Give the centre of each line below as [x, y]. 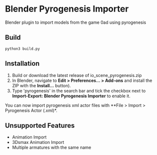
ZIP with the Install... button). [41, 85]
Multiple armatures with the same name [51, 147]
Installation [22, 64]
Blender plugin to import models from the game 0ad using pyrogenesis [76, 22]
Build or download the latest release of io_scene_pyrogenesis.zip [77, 75]
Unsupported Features [40, 125]
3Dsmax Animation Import [38, 142]
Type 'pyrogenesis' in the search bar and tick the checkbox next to [79, 91]
